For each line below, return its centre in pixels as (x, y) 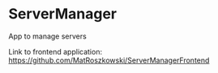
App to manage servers (47, 36)
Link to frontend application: (56, 51)
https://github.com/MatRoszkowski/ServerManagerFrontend (109, 60)
